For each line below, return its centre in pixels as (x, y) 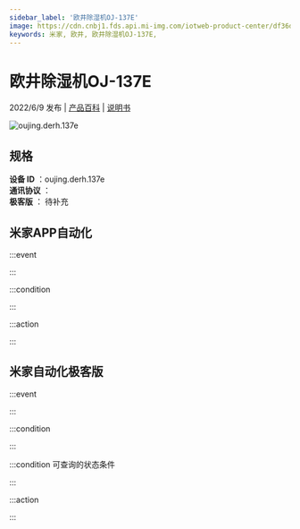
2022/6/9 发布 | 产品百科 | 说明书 (70, 107)
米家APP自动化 (50, 232)
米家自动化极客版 (56, 372)
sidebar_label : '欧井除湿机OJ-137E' (74, 17)
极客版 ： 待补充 (39, 201)
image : (21, 26)
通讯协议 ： (30, 191)
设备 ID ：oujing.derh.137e (57, 179)
